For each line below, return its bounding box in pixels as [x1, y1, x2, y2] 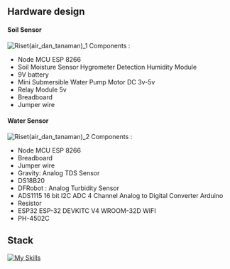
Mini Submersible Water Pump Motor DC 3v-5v [17, 77, 155, 86]
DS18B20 [17, 176, 45, 185]
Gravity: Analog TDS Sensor [17, 168, 100, 177]
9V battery [17, 70, 50, 79]
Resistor [17, 199, 43, 207]
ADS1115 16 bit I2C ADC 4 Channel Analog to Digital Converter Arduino [17, 191, 224, 199]
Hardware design [7, 6, 85, 18]
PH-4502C [17, 214, 50, 222]
